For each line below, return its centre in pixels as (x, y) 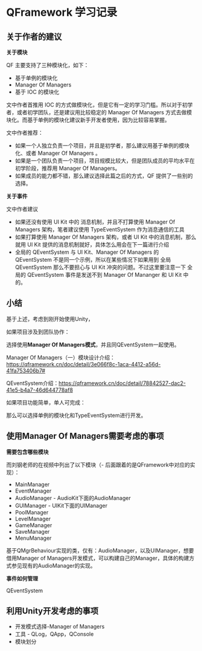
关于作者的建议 (34, 37)
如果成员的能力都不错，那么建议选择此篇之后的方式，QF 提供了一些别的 (104, 176)
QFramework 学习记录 (62, 12)
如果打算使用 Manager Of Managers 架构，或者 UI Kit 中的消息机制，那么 (106, 237)
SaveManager (32, 531)
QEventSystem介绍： (33, 383)
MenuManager (33, 538)
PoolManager (32, 512)
